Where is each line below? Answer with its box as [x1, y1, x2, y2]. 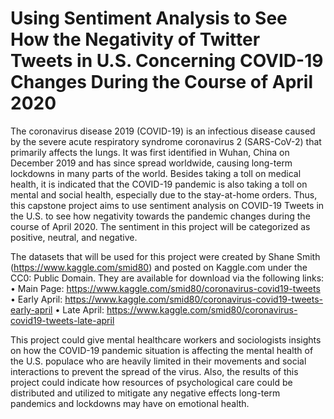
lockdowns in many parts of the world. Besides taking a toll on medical [10, 167, 302, 179]
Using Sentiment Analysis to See [10, 7, 288, 30]
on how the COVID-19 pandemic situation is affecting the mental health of [10, 344, 314, 356]
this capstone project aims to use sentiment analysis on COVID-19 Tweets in [10, 199, 325, 211]
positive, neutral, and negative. [10, 231, 138, 243]
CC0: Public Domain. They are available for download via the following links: [10, 272, 325, 284]
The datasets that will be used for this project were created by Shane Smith [10, 250, 321, 262]
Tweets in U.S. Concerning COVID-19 [10, 50, 324, 72]
